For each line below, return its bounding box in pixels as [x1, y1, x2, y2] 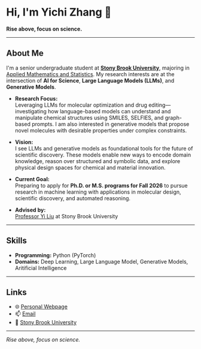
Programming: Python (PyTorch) [14, 251, 96, 258]
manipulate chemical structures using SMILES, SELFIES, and [14, 114, 164, 121]
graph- [165, 114, 182, 121]
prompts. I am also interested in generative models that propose [32, 120, 190, 128]
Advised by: [14, 206, 46, 213]
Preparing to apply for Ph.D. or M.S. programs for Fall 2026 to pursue [14, 182, 188, 189]
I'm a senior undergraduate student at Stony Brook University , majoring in [6, 64, 190, 71]
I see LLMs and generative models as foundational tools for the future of [14, 145, 193, 152]
